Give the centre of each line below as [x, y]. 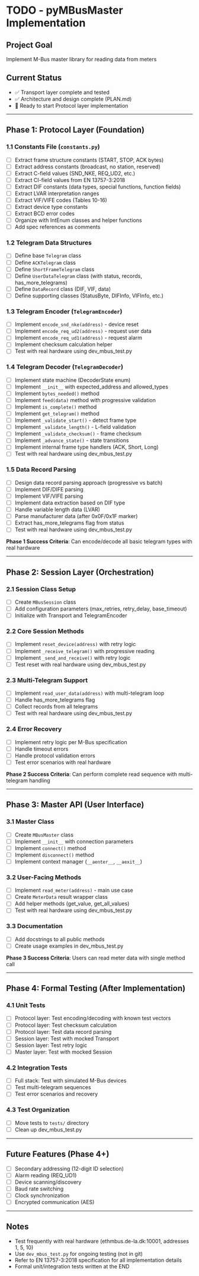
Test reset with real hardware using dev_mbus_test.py [80, 664]
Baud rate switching [39, 1189]
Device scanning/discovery [48, 1182]
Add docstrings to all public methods [60, 939]
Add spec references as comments [57, 227]
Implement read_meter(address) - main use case [74, 891]
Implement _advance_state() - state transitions [72, 440]
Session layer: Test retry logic [51, 1045]
